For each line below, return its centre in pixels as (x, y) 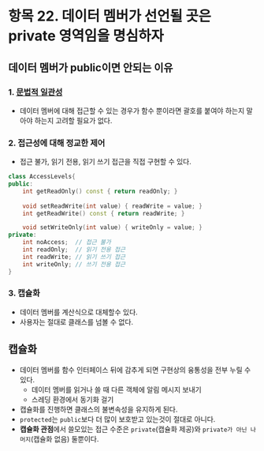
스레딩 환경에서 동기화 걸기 (73, 399)
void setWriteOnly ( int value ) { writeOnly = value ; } (112, 227)
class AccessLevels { (42, 177)
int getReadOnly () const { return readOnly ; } (100, 191)
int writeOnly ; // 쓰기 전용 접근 (74, 264)
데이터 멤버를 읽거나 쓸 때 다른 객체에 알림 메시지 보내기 (117, 389)
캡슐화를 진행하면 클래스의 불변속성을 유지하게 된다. (99, 409)
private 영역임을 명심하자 (86, 36)
